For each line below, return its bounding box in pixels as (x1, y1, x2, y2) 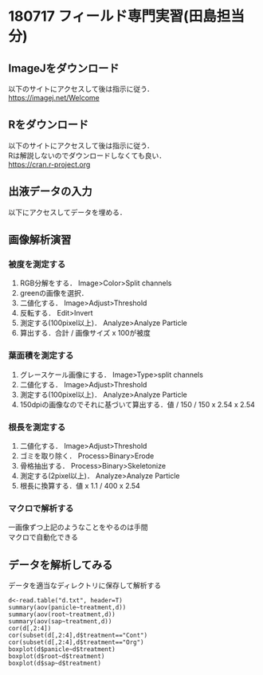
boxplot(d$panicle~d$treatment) (8, 646, 116, 653)
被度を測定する (8, 258, 66, 269)
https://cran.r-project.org (8, 159, 91, 169)
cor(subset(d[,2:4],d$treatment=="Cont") (8, 631, 148, 640)
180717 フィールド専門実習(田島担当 (8, 7, 245, 26)
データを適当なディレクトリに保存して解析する (8, 581, 162, 591)
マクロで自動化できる (8, 532, 78, 542)
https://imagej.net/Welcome (8, 93, 100, 102)
